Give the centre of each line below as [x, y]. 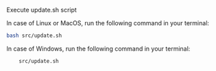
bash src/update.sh [34, 35]
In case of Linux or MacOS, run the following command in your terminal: [108, 23]
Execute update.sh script [41, 10]
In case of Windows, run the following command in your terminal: [98, 48]
